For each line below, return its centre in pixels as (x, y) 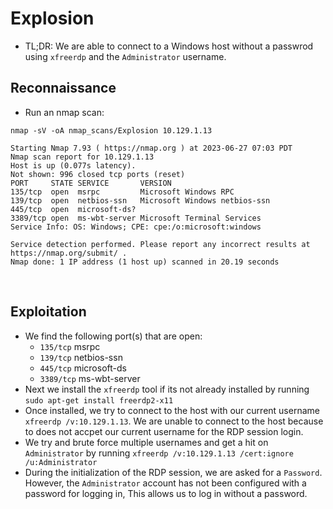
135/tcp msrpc (70, 346)
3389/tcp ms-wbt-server (90, 378)
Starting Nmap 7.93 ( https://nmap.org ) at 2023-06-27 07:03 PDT (151, 148)
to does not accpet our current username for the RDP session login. (164, 431)
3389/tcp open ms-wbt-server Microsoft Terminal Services (136, 218)
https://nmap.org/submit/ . (69, 253)
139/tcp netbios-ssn (81, 357)
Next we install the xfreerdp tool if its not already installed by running (167, 389)
